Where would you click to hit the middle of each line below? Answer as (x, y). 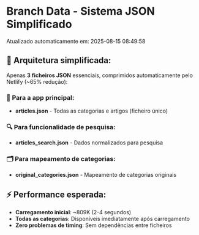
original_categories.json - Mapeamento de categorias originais (96, 174)
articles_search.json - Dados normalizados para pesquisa (89, 143)
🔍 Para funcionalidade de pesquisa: (61, 127)
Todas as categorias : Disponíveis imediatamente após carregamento (102, 219)
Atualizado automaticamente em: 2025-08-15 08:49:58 (76, 41)
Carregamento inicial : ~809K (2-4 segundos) (73, 212)
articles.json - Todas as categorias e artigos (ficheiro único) (92, 111)
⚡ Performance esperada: (56, 195)
